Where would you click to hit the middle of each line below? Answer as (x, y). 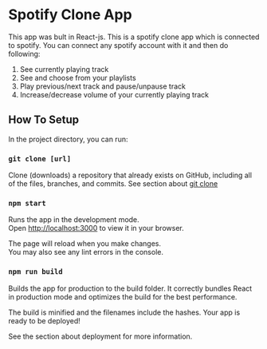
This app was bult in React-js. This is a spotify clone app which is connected (134, 37)
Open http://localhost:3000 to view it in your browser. (96, 228)
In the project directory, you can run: (68, 139)
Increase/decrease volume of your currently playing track (114, 94)
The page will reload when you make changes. (85, 244)
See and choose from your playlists (78, 77)
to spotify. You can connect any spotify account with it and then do (118, 45)
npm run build (35, 272)
